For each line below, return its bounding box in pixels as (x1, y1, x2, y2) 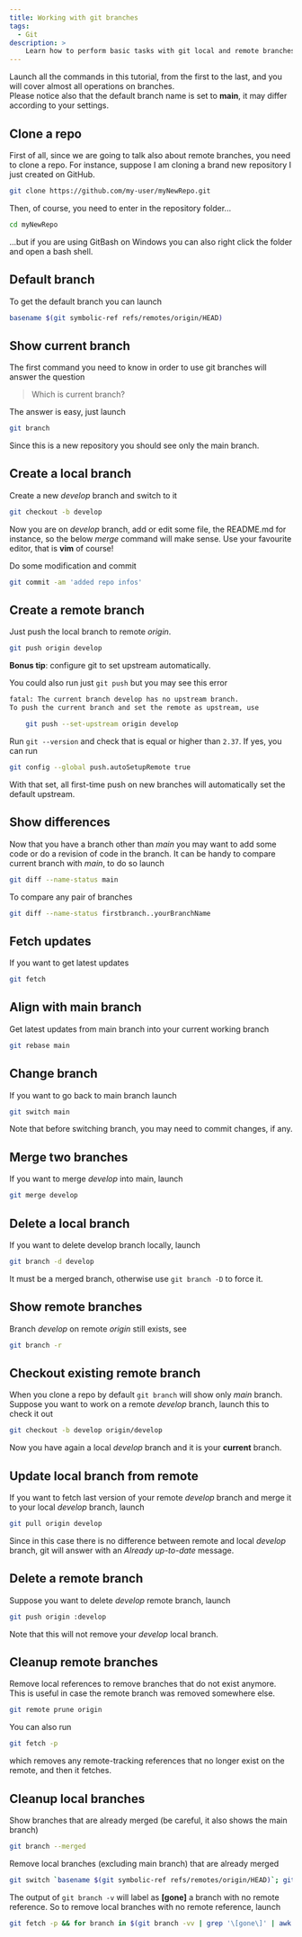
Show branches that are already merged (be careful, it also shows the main (9, 1815, 288, 1825)
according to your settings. (9, 100, 110, 111)
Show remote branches (9, 1299, 143, 1314)
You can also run (9, 1722, 72, 1733)
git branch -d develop (9, 1257, 94, 1266)
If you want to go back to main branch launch (9, 1090, 177, 1100)
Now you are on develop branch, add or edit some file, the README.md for (9, 524, 287, 534)
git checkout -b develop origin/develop (9, 1426, 164, 1435)
